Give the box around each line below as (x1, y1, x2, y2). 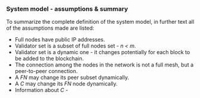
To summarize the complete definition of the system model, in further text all (6, 18, 195, 26)
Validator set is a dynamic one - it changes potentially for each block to (14, 49, 190, 56)
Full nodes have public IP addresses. (14, 36, 106, 43)
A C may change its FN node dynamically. (14, 80, 118, 87)
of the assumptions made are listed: (6, 24, 94, 31)
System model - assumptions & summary (6, 5, 128, 13)
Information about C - (14, 87, 69, 94)
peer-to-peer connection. (14, 68, 78, 75)
